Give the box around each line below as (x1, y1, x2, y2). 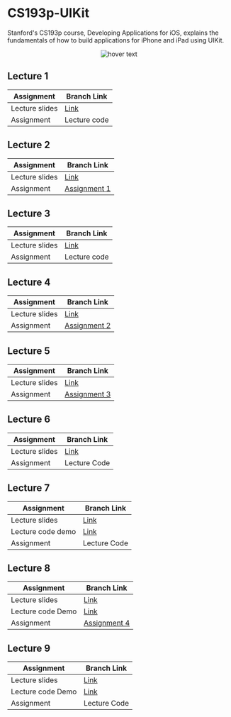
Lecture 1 (7, 70, 49, 82)
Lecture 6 (7, 413, 51, 426)
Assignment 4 (84, 618, 130, 628)
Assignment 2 (64, 321, 111, 330)
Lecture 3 (7, 207, 51, 219)
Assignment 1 (64, 183, 111, 193)
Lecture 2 (7, 139, 51, 151)
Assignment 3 (64, 389, 111, 399)
